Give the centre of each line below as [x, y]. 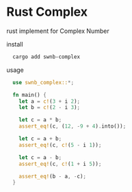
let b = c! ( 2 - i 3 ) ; [49, 108]
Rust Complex [47, 12]
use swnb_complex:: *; [43, 82]
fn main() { [30, 95]
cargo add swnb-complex [46, 57]
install [15, 44]
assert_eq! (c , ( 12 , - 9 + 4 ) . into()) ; [72, 127]
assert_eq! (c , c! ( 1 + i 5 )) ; [60, 164]
